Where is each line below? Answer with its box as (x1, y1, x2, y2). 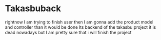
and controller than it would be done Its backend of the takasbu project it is (5, 24, 156, 30)
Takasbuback (5, 3, 61, 14)
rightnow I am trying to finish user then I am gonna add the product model (5, 19, 154, 25)
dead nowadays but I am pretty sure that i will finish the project (5, 29, 132, 35)
